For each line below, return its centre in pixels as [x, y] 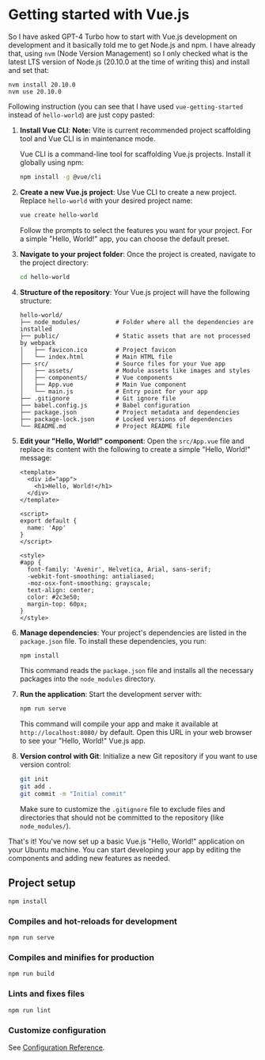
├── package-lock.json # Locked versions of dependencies [126, 419]
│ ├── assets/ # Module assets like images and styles [135, 370]
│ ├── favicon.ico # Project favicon [98, 350]
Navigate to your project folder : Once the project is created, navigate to [137, 254]
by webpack [38, 342]
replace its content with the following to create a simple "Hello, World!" [135, 449]
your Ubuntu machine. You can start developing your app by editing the [125, 849]
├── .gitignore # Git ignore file [98, 398]
